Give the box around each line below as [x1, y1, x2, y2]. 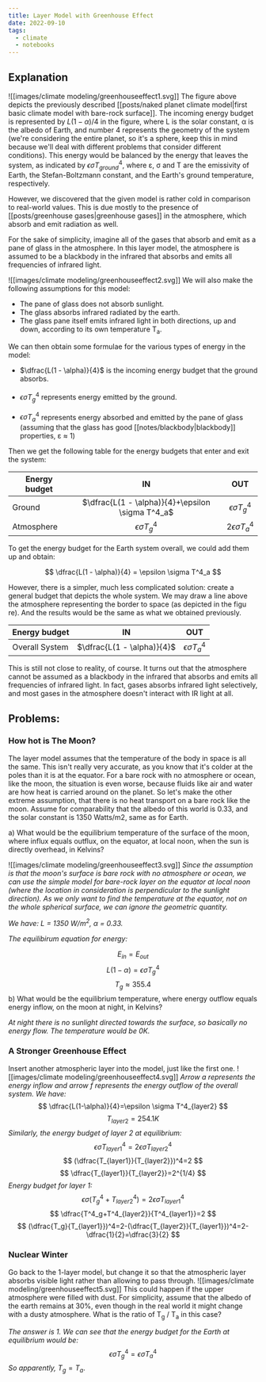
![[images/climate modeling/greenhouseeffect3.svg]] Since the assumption [8, 859, 253, 869]
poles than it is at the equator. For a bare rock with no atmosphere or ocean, [8, 770, 256, 779]
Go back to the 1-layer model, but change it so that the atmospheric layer [8, 1267, 247, 1277]
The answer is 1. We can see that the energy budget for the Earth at [8, 1326, 230, 1336]
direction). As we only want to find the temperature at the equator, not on [8, 894, 248, 903]
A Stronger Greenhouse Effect [8, 1046, 127, 1057]
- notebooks [15, 41, 55, 49]
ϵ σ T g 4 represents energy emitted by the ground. [19, 391, 177, 404]
